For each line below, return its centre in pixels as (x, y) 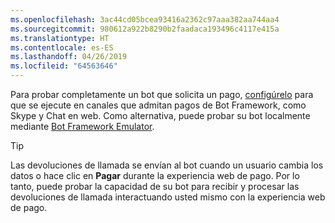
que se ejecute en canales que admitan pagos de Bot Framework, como (158, 105)
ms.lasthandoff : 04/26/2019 (69, 57)
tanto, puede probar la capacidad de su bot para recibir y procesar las (155, 186)
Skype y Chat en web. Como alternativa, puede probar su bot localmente (160, 115)
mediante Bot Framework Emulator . (82, 126)
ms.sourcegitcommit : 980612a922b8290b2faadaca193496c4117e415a (145, 29)
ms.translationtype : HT (60, 38)
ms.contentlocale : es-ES (62, 47)
